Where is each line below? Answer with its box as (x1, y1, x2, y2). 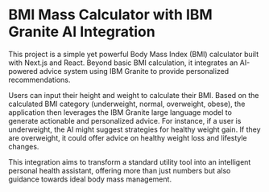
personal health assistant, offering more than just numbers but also (8, 165, 231, 175)
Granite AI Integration (8, 22, 155, 41)
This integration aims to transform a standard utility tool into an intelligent (8, 157, 251, 166)
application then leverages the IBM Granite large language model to (8, 107, 232, 117)
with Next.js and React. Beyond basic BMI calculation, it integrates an (8, 58, 238, 67)
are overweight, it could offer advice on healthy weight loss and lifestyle (8, 133, 247, 142)
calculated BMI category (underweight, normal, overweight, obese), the (8, 99, 246, 108)
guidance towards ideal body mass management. (8, 174, 172, 184)
